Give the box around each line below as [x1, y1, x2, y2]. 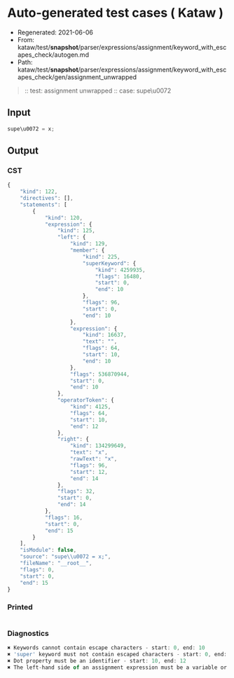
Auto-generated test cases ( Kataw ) [7, 5, 224, 21]
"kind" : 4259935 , [95, 266, 146, 273]
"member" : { [69, 247, 105, 254]
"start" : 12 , [69, 468, 109, 475]
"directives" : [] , [20, 195, 74, 202]
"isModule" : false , [20, 547, 77, 554]
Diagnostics [7, 628, 49, 638]
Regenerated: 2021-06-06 [17, 28, 93, 36]
